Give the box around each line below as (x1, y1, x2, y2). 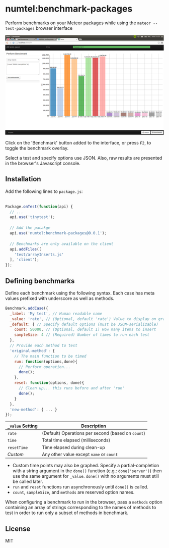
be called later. (12, 478, 44, 485)
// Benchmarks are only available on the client (10, 241, 114, 246)
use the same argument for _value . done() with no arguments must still (12, 473, 159, 479)
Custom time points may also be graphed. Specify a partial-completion (12, 463, 159, 469)
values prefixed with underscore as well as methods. (5, 295, 115, 301)
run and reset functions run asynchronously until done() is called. (12, 484, 148, 490)
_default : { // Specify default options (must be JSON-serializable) (10, 322, 158, 327)
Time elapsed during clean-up (42, 444, 106, 450)
